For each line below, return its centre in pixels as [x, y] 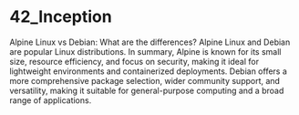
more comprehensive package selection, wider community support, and [145, 80]
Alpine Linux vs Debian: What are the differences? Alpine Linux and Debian [150, 42]
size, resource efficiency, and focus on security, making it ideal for [134, 61]
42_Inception [61, 17]
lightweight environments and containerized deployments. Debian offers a [148, 71]
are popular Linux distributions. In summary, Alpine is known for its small [145, 51]
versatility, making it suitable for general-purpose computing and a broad [147, 90]
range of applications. [51, 100]
